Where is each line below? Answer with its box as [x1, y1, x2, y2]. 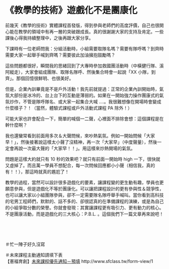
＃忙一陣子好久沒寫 [5, 241, 45, 247]
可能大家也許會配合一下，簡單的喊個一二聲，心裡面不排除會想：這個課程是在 [5, 116, 164, 122]
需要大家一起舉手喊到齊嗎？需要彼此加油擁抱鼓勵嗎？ [5, 51, 116, 58]
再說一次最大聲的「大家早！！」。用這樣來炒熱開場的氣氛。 [14, 145, 135, 151]
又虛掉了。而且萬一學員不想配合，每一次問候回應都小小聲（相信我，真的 [5, 162, 155, 168]
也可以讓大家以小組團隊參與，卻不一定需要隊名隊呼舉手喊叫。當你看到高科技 [5, 192, 164, 198]
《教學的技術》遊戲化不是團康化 [5, 5, 138, 16]
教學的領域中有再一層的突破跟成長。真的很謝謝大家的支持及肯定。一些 [18, 28, 164, 34]
